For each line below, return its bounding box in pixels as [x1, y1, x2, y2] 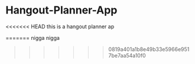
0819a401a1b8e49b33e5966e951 [108, 45, 190, 53]
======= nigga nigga [5, 34, 60, 41]
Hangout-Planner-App [5, 4, 118, 17]
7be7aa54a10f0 [108, 52, 146, 59]
